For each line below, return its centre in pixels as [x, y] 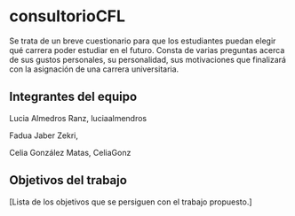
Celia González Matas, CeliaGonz [70, 152]
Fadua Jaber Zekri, [44, 135]
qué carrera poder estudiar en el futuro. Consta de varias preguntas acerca [147, 50]
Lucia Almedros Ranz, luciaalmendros [78, 118]
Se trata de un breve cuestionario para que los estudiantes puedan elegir [143, 41]
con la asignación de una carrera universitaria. [94, 69]
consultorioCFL [68, 16]
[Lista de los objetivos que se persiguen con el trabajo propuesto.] [131, 202]
